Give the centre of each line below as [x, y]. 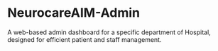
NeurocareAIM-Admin [74, 13]
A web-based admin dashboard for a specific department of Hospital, [109, 32]
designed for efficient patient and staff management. [85, 39]
